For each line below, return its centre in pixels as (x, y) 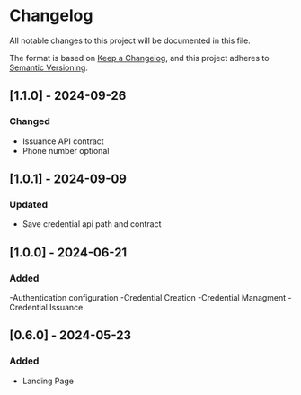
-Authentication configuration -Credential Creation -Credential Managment (148, 297)
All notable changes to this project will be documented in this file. (130, 40)
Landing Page (48, 381)
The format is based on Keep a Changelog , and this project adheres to (139, 58)
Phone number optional (66, 150)
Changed (30, 121)
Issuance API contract (63, 141)
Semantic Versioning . (49, 67)
